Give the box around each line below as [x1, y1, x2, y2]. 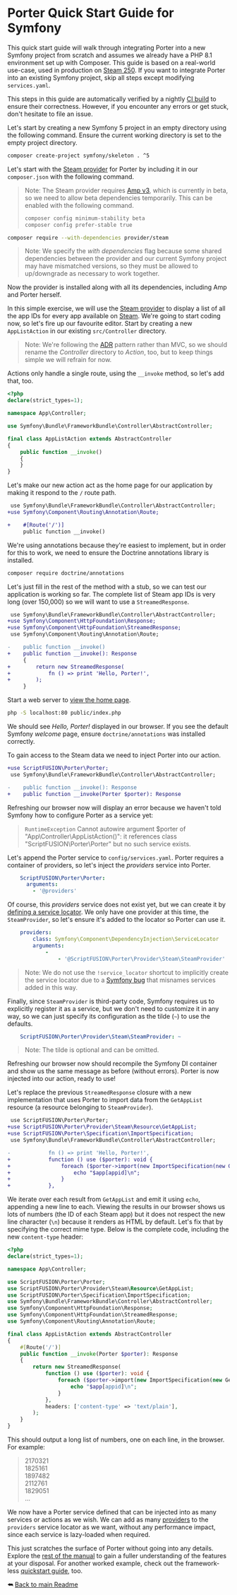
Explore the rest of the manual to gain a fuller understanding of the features [7, 1552, 227, 1560]
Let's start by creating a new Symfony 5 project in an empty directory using [7, 123, 227, 132]
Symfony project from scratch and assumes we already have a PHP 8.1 [7, 51, 213, 59]
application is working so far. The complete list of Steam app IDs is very [7, 590, 216, 598]
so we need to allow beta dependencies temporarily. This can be [24, 193, 213, 202]
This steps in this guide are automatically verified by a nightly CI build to [7, 94, 217, 103]
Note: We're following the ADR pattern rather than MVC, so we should [24, 341, 228, 349]
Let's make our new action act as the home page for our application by [7, 481, 213, 489]
